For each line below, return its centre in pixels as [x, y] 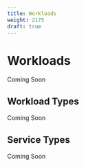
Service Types [39, 140]
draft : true [24, 26]
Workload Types [43, 101]
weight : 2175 [26, 20]
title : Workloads [32, 13]
